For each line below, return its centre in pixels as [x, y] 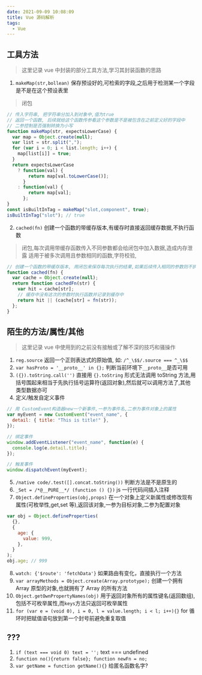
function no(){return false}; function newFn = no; [81, 659]
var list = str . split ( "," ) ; [47, 143]
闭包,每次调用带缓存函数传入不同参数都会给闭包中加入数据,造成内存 [104, 248]
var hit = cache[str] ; [46, 289]
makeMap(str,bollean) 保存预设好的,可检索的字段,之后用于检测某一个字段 [105, 83]
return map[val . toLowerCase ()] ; [69, 176]
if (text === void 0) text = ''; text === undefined [82, 652]
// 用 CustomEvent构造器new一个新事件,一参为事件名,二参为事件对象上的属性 [92, 409]
